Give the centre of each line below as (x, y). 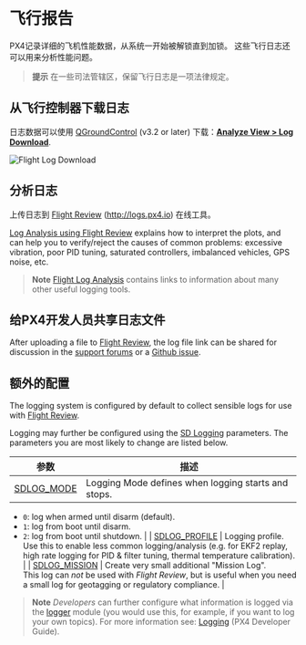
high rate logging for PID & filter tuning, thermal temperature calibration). (159, 556)
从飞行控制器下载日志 (69, 108)
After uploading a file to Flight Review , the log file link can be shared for (143, 342)
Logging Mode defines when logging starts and (187, 483)
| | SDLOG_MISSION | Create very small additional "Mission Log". (144, 566)
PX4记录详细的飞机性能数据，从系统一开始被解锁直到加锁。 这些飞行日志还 (150, 46)
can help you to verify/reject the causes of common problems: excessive (146, 242)
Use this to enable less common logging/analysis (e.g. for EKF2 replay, (155, 546)
